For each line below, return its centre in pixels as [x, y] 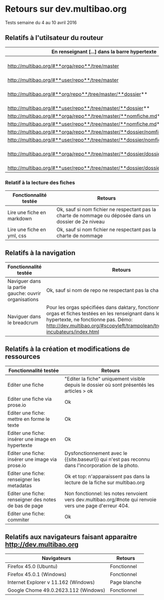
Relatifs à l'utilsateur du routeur [54, 38]
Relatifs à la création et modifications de [68, 349]
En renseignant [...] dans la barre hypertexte [104, 51]
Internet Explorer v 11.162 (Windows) [51, 582]
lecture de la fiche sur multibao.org [105, 482]
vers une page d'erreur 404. [97, 505]
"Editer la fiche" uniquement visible [105, 378]
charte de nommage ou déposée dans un [104, 216]
